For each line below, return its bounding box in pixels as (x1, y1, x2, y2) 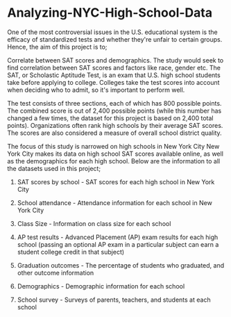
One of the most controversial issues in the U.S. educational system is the (7, 28, 218, 36)
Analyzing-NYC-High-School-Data (7, 5, 213, 21)
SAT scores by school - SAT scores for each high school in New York (17, 177, 215, 186)
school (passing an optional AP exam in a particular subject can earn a (17, 240, 219, 248)
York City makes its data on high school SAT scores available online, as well (7, 149, 224, 158)
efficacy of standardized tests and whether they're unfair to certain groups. (7, 35, 223, 43)
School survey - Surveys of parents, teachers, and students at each (17, 295, 211, 304)
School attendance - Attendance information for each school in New (17, 198, 213, 206)
